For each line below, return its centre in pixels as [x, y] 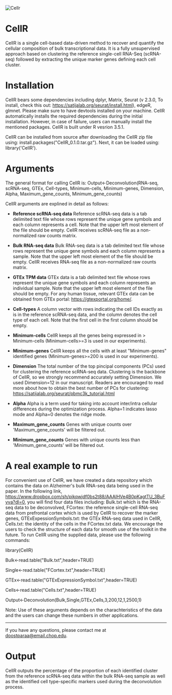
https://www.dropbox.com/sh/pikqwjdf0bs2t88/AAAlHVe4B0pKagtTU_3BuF [85, 496]
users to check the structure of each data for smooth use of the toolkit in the [86, 529]
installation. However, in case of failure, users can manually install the [79, 121]
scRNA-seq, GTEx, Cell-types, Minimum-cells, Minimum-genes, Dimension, [85, 188]
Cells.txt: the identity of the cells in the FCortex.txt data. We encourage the [84, 523]
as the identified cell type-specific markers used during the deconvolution [83, 681]
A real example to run [52, 466]
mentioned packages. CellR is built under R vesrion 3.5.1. [65, 127]
